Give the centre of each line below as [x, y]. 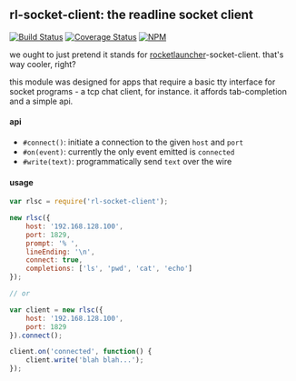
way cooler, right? [43, 64]
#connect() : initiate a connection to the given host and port [133, 142]
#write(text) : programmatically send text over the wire [127, 162]
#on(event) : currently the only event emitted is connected [128, 152]
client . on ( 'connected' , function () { [81, 352]
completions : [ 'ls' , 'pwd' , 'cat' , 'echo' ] [109, 269]
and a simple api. [41, 101]
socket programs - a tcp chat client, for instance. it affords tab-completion [148, 91]
